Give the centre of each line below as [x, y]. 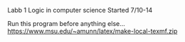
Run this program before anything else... [67, 23]
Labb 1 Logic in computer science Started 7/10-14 [80, 10]
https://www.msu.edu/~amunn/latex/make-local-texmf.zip [92, 31]
